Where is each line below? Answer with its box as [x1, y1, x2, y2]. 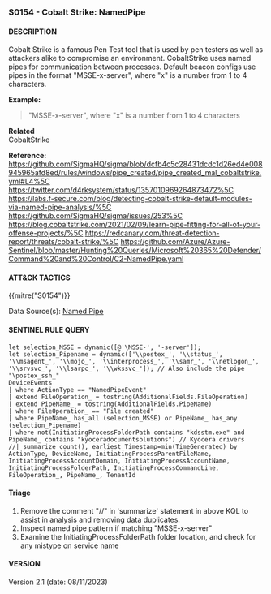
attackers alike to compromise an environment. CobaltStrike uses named [8, 54, 252, 63]
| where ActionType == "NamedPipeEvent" [8, 385, 148, 394]
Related [8, 127, 35, 136]
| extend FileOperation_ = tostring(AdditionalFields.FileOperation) [8, 393, 249, 401]
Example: [8, 95, 41, 105]
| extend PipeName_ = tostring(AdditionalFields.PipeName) [8, 400, 213, 408]
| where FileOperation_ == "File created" [8, 407, 154, 415]
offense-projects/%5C [8, 228, 84, 238]
